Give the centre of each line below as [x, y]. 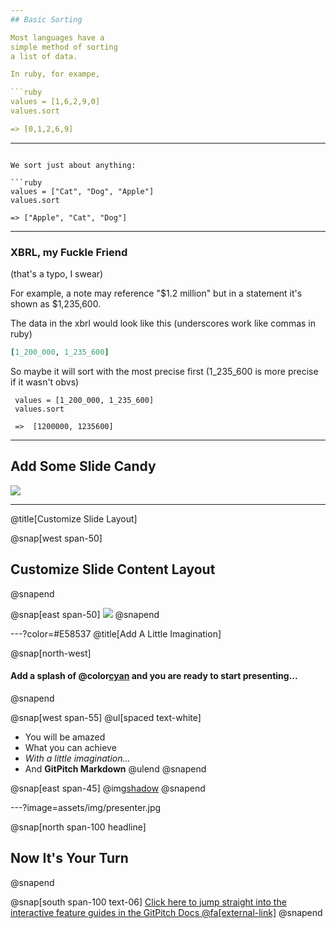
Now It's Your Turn [69, 858]
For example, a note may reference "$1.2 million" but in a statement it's [156, 293]
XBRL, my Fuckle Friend [69, 252]
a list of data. [44, 56]
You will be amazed [65, 737]
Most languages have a [57, 37]
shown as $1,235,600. [56, 304]
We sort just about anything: [73, 165]
